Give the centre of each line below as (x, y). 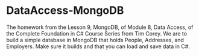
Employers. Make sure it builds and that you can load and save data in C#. (98, 46)
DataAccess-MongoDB (65, 11)
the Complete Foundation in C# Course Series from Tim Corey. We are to (97, 33)
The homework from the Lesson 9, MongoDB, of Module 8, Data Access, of (100, 27)
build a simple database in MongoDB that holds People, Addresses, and (95, 40)
